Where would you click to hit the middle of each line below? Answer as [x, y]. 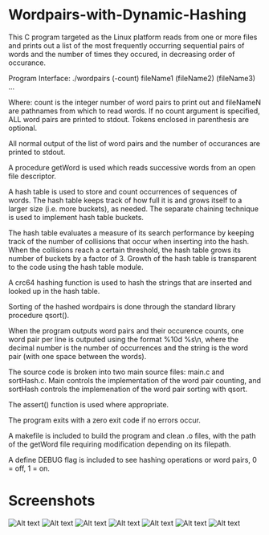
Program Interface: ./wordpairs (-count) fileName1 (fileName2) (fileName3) [132, 78]
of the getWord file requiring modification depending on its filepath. [120, 444]
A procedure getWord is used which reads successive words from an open [132, 167]
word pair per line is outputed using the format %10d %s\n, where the [124, 339]
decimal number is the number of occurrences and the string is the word [128, 348]
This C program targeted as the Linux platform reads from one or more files [133, 37]
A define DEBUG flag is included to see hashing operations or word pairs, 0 [132, 459]
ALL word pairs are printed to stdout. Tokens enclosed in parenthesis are [128, 119]
